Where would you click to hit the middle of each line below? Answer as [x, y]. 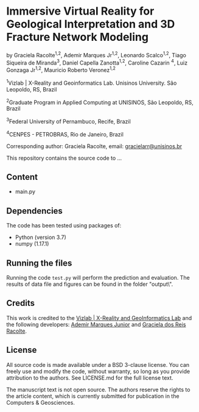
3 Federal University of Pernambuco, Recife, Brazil [68, 121]
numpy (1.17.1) [32, 244]
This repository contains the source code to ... [64, 158]
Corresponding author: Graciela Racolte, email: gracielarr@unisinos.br [94, 146]
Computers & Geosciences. [40, 402]
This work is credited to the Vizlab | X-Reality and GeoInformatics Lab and [99, 318]
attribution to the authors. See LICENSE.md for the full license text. [90, 378]
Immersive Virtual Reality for [80, 11]
